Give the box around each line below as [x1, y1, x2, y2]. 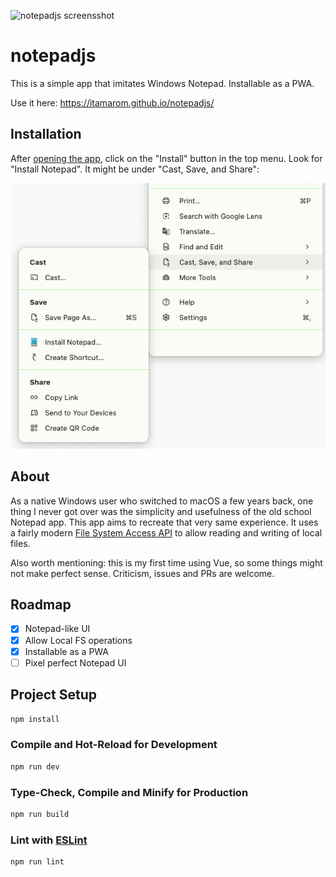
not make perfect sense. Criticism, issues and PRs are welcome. [10, 567, 275, 579]
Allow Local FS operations [24, 634, 133, 646]
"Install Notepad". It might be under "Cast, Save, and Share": [10, 163, 260, 175]
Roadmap [10, 596, 72, 614]
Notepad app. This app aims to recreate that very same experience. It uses [10, 516, 319, 528]
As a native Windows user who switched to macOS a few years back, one [10, 495, 314, 507]
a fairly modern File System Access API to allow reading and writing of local [10, 526, 323, 539]
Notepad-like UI [24, 623, 91, 635]
